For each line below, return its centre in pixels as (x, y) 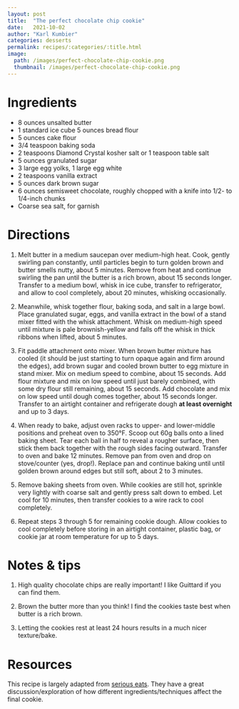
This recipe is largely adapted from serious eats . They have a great (106, 684)
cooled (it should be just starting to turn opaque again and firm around (121, 358)
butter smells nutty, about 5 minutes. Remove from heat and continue (119, 269)
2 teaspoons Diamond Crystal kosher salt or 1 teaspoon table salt (113, 153)
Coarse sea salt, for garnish (59, 206)
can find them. (39, 593)
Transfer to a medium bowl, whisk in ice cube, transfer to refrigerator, (120, 285)
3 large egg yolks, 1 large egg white (70, 168)
